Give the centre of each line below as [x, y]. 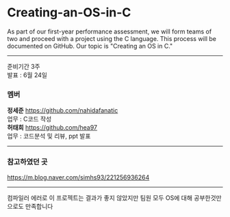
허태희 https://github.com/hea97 [52, 128]
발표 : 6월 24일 [27, 75]
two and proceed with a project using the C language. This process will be [112, 38]
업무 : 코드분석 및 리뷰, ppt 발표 [49, 136]
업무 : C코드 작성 [29, 119]
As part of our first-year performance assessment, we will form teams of [110, 31]
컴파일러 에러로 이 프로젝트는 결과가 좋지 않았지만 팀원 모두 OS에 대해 [100, 198]
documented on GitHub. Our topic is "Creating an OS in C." [90, 46]
